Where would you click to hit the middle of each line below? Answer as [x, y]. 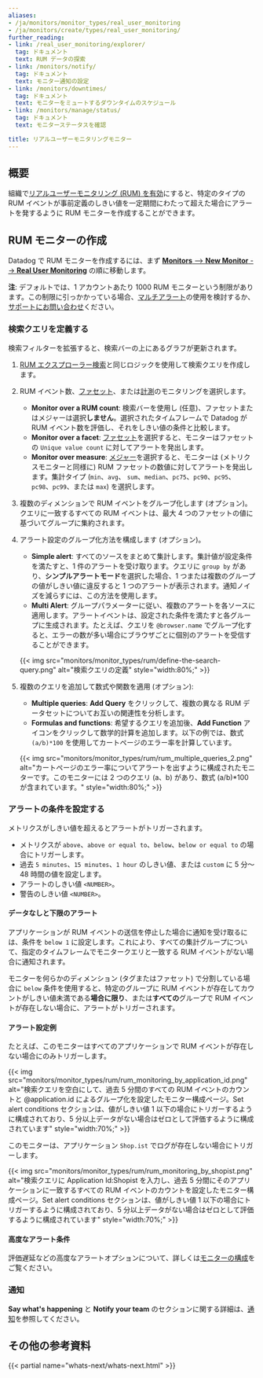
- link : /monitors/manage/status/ [65, 111]
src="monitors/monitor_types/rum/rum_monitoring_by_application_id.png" [128, 1080]
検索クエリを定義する [48, 329]
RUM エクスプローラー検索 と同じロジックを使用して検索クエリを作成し [135, 364]
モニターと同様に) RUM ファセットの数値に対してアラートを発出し [146, 467]
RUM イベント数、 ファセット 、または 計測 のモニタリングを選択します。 [135, 391]
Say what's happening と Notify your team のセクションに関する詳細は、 [128, 1309]
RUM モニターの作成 [58, 240]
